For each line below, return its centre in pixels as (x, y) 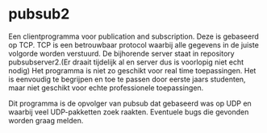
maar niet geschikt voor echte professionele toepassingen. (106, 87)
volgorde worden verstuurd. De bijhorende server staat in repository (122, 53)
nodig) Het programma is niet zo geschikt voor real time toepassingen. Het (132, 70)
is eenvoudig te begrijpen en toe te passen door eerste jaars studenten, (127, 79)
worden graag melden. (46, 120)
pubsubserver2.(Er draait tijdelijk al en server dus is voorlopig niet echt (126, 62)
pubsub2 (39, 14)
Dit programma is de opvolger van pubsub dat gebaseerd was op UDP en (130, 103)
